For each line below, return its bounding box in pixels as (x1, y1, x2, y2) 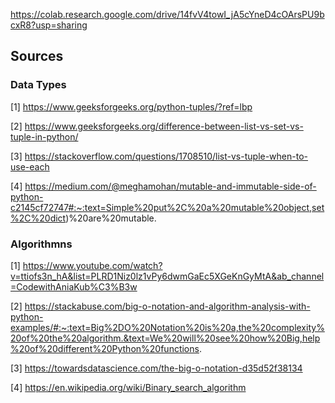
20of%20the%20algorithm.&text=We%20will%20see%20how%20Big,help (10, 332, 321, 344)
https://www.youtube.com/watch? (22, 259, 163, 271)
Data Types (10, 78, 67, 92)
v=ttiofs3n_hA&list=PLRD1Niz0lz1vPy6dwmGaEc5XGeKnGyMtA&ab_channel (10, 270, 325, 282)
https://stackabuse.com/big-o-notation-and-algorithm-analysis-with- (24, 300, 311, 312)
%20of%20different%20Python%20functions (10, 342, 200, 354)
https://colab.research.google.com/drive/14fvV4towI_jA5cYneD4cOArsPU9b (10, 9, 325, 20)
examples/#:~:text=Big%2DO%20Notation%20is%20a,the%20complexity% (10, 321, 325, 333)
